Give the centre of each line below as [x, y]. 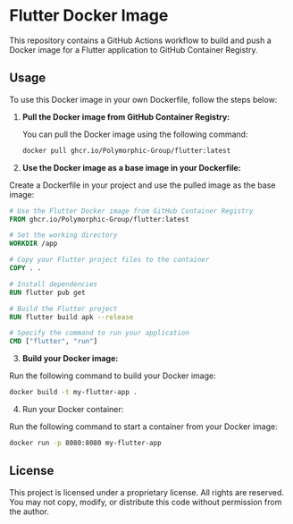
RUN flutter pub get [48, 292]
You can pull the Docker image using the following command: [135, 134]
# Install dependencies [54, 284]
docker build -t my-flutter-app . [74, 393]
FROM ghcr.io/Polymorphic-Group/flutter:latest [100, 219]
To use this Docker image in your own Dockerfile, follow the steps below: [143, 99]
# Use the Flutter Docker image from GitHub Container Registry [131, 211]
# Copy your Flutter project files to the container [109, 260]
